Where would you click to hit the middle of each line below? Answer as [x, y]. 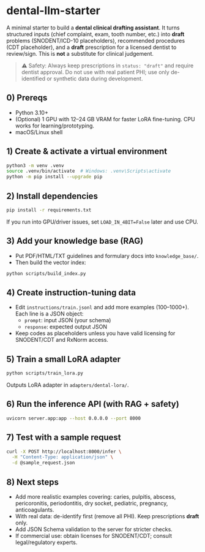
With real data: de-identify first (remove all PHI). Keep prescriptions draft [107, 516]
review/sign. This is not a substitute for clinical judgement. [80, 53]
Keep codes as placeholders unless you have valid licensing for [95, 333]
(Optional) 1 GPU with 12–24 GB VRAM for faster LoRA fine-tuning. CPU [105, 119]
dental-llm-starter [54, 11]
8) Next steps [33, 482]
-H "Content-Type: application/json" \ [63, 457]
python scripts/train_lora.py [45, 373]
